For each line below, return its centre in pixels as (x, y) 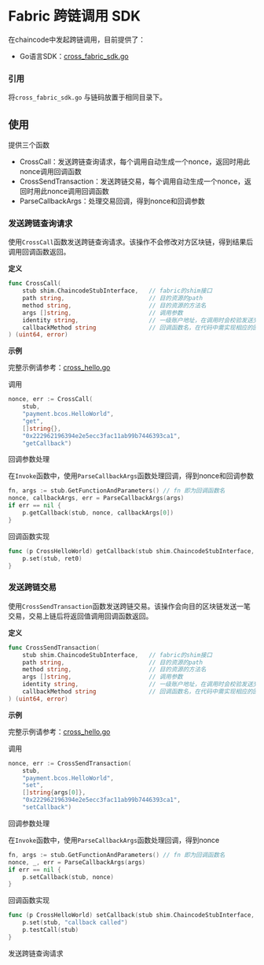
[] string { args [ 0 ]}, (54, 792)
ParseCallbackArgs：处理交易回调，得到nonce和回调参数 (112, 201)
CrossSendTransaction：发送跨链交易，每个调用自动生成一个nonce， (132, 181)
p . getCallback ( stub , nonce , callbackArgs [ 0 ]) (98, 513)
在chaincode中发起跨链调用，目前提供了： (77, 39)
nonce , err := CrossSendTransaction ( (70, 763)
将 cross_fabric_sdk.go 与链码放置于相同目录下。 (87, 97)
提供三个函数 (29, 145)
